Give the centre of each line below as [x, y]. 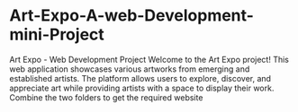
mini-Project [57, 34]
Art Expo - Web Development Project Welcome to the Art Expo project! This [149, 59]
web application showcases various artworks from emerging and [130, 69]
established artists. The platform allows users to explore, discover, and [140, 78]
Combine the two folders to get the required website [106, 97]
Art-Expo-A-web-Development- [132, 16]
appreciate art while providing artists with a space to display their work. [142, 88]
